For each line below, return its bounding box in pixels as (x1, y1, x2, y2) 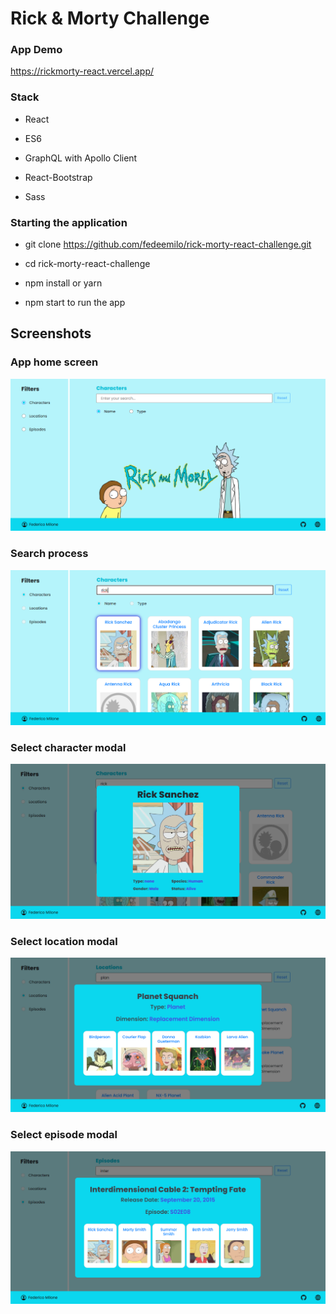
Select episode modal (10, 1128, 118, 1142)
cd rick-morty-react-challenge (24, 258, 151, 270)
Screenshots (10, 325, 92, 342)
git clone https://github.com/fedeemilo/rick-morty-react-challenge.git (24, 238, 312, 251)
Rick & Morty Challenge (10, 7, 210, 30)
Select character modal (10, 740, 127, 754)
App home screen (10, 355, 99, 369)
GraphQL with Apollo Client (24, 152, 138, 164)
